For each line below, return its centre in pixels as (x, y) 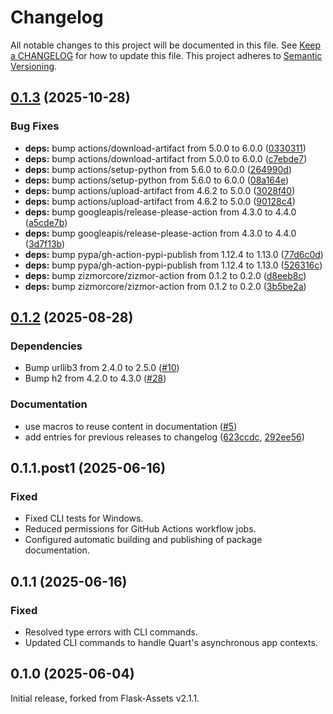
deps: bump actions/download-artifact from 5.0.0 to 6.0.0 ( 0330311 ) (165, 148)
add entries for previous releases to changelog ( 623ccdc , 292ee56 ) (164, 437)
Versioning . (34, 66)
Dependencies (46, 346)
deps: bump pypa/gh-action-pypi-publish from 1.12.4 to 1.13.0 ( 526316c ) (173, 265)
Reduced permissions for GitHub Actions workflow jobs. (140, 529)
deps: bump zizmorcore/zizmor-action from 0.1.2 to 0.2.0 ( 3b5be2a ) (165, 286)
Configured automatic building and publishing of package (143, 540)
